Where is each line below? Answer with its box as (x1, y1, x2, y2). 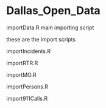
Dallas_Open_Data (6, 4, 101, 18)
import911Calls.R (6, 95, 48, 102)
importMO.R (6, 71, 37, 78)
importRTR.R (6, 59, 38, 67)
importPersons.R (6, 83, 49, 90)
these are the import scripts (6, 35, 76, 43)
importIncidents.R (6, 47, 51, 55)
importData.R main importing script (6, 24, 94, 31)
